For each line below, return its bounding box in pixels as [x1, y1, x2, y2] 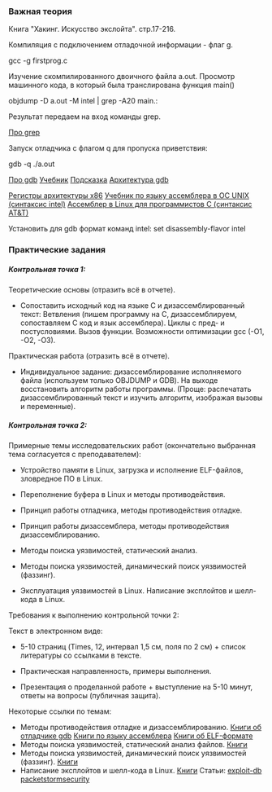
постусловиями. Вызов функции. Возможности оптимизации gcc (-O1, [19, 327, 265, 337]
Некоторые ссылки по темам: [8, 706, 112, 716]
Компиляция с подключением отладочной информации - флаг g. [8, 40, 234, 50]
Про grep [8, 128, 41, 138]
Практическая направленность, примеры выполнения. [19, 667, 212, 676]
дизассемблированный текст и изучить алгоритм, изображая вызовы [19, 393, 263, 403]
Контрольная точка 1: [8, 264, 86, 274]
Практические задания [8, 244, 106, 256]
